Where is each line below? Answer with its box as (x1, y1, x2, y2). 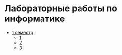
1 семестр (11, 29, 33, 35)
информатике (4, 13, 65, 24)
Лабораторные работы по (4, 3, 117, 14)
